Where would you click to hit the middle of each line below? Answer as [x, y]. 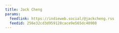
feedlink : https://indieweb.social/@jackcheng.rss [62, 18]
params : [13, 14]
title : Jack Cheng [24, 9]
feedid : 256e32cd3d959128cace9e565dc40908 [53, 23]
